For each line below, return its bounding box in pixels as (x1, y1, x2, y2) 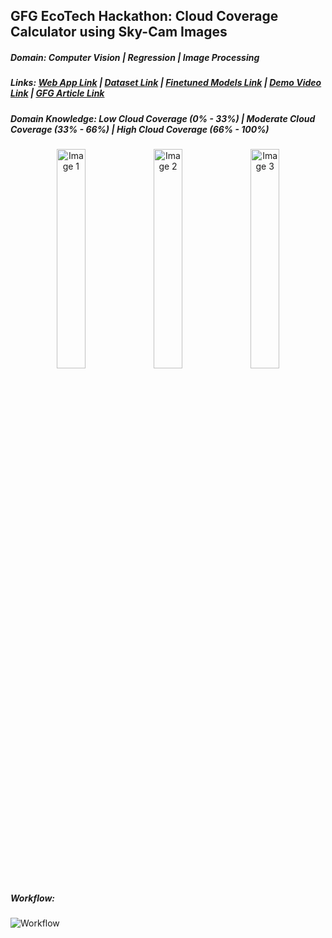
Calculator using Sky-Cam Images (10, 24, 228, 41)
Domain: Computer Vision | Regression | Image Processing (10, 51, 260, 63)
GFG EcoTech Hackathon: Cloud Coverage (10, 8, 279, 25)
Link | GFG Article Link (10, 87, 105, 99)
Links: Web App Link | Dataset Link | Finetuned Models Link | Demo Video (10, 77, 322, 89)
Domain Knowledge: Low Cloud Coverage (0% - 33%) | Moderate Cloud (10, 112, 316, 124)
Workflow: (10, 892, 55, 904)
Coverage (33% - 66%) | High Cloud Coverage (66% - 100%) (10, 123, 270, 135)
